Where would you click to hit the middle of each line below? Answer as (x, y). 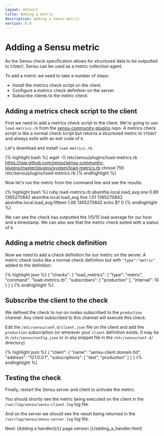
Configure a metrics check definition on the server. (63, 91)
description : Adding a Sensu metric (42, 19)
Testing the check (33, 378)
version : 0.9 (18, 23)
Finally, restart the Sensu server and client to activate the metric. (70, 389)
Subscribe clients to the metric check (50, 96)
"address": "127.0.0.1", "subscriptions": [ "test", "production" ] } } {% (74, 357)
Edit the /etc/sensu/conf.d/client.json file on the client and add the (75, 327)
